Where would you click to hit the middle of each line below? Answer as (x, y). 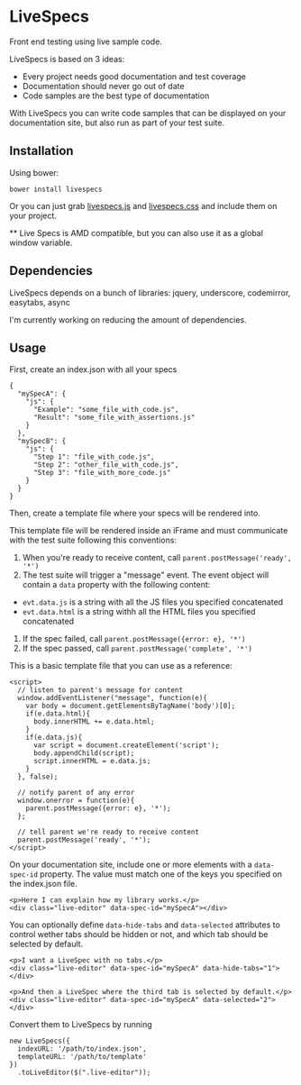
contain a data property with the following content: (116, 585)
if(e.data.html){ (58, 714)
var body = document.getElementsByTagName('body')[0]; (131, 706)
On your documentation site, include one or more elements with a (131, 865)
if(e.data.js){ (54, 738)
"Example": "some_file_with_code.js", (106, 410)
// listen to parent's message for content (100, 690)
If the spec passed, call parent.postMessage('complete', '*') (137, 648)
